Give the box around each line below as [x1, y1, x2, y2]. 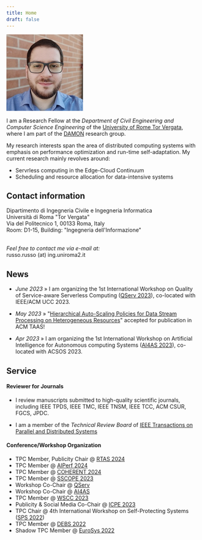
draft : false [6, 16, 40, 23]
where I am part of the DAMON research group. [6, 130, 126, 137]
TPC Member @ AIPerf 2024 [15, 462, 88, 469]
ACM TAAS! [15, 323, 45, 330]
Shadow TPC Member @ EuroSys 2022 [15, 527, 115, 534]
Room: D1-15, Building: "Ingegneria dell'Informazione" [6, 226, 142, 234]
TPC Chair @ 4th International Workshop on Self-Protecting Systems [15, 507, 189, 514]
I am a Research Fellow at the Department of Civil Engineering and [6, 117, 174, 124]
